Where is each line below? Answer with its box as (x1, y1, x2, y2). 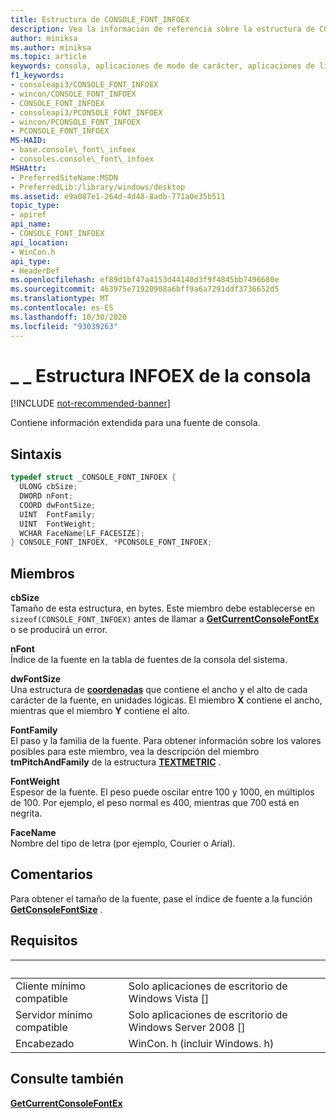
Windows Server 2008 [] (128, 1020, 246, 1034)
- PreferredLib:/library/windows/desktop (10, 182, 186, 192)
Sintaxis (10, 446, 63, 463)
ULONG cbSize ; (19, 482, 78, 492)
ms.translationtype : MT (10, 294, 110, 304)
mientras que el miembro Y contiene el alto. (10, 705, 190, 717)
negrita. (10, 807, 43, 820)
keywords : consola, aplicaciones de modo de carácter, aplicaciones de (10, 61, 315, 71)
